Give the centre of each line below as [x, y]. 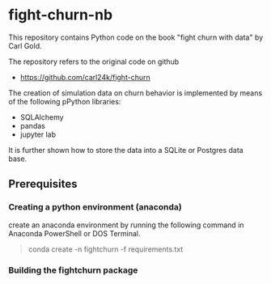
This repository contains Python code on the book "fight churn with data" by [136, 37]
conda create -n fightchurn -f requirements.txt [106, 249]
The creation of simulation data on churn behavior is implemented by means [135, 93]
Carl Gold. [25, 45]
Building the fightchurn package [73, 270]
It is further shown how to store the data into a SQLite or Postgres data [126, 150]
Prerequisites [43, 184]
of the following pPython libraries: [65, 101]
